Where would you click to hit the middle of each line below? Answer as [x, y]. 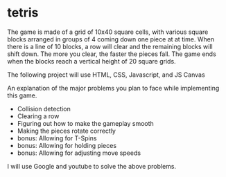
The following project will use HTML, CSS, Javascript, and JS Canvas [106, 75]
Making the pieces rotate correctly [67, 131]
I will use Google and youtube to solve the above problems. [92, 166]
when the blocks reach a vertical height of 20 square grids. [92, 61]
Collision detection [44, 109]
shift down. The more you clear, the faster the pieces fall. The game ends [112, 54]
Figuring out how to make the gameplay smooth [85, 123]
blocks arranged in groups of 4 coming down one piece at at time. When [111, 39]
